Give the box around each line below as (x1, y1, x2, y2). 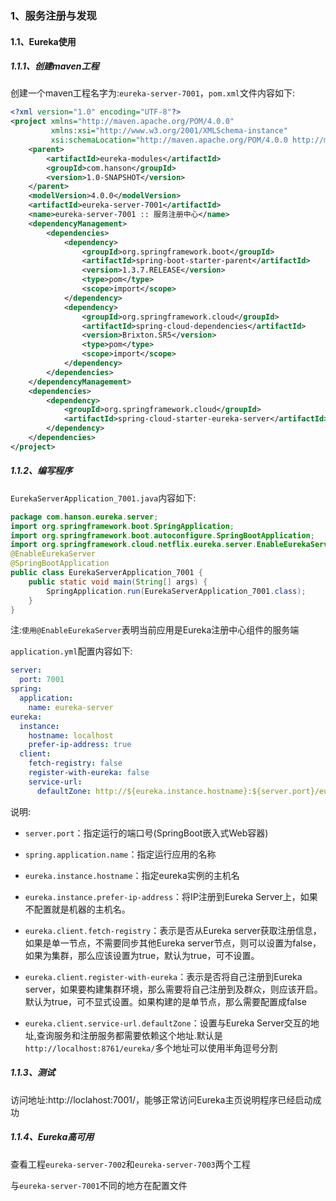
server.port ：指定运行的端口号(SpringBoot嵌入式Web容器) (24, 827, 269, 839)
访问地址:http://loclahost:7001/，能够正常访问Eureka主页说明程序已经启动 (10, 1093, 313, 1106)
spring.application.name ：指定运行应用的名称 (24, 848, 217, 860)
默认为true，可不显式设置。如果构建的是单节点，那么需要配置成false (24, 995, 307, 1007)
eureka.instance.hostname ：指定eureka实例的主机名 (24, 869, 240, 881)
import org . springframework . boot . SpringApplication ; (10, 521, 235, 531)
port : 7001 (19, 675, 65, 685)
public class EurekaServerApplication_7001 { (10, 568, 203, 578)
